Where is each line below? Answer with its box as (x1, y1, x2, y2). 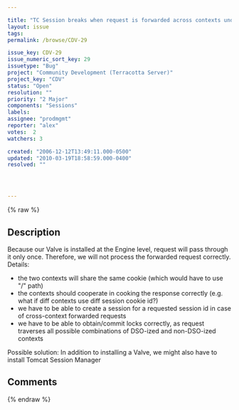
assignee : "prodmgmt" (7, 115, 72, 123)
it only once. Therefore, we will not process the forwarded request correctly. (7, 252, 231, 261)
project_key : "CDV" (7, 75, 65, 82)
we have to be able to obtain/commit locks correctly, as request (17, 319, 205, 328)
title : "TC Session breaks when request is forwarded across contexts (7, 16, 221, 23)
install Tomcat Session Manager (7, 355, 101, 364)
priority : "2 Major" (7, 95, 69, 103)
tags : (7, 30, 23, 37)
